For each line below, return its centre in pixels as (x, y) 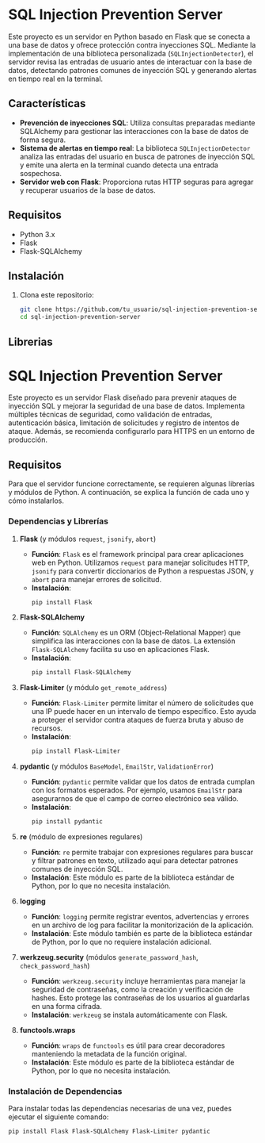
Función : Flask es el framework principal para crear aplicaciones (137, 554)
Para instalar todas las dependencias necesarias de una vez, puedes (120, 1109)
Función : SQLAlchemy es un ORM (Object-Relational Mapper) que (136, 633)
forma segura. (43, 140)
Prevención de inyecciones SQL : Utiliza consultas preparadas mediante (137, 123)
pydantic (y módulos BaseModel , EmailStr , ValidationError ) (117, 766)
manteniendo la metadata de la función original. (109, 1054)
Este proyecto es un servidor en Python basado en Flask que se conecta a (129, 36)
